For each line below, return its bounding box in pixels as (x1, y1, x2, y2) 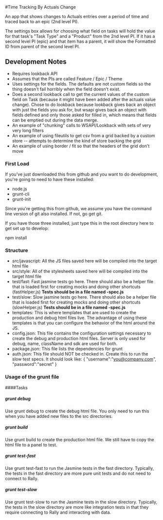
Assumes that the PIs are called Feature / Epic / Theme (12, 75, 123, 82)
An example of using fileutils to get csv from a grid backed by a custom (12, 132, 155, 138)
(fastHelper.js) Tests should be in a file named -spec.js (12, 289, 124, 295)
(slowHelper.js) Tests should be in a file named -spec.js (12, 305, 126, 310)
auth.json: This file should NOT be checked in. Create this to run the (12, 351, 148, 357)
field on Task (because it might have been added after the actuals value (12, 96, 156, 102)
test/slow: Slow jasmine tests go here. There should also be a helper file (12, 294, 157, 300)
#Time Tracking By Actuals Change (5, 4, 76, 10)
